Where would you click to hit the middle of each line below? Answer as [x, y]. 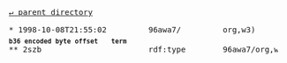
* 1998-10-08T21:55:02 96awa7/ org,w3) [132, 30]
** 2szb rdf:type [97, 49]
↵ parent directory [51, 12]
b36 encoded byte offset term [68, 41]
